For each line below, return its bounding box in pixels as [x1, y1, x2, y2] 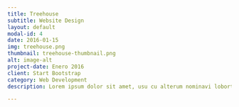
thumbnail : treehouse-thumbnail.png [7, 50, 116, 57]
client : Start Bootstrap [7, 69, 81, 77]
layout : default [7, 23, 55, 30]
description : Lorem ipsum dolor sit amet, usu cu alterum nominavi [7, 83, 212, 90]
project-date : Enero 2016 [7, 63, 84, 70]
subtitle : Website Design [7, 17, 84, 24]
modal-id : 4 [7, 30, 43, 38]
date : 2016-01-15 [7, 37, 59, 44]
